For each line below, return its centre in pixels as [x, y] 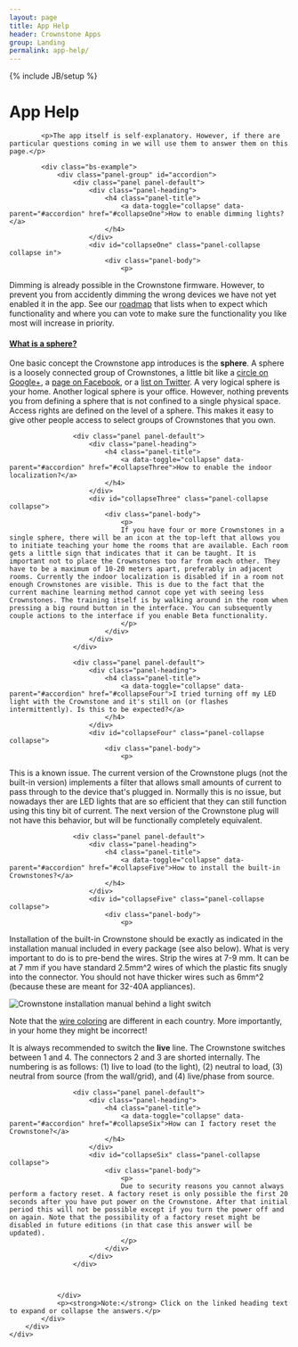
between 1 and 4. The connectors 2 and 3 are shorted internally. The [135, 1057]
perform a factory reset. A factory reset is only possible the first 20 [149, 1194]
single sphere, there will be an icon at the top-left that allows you [145, 538]
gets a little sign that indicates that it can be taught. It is [133, 554]
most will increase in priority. [62, 323]
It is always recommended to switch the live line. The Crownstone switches [148, 1048]
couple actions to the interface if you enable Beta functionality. [139, 616]
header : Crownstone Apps [55, 34]
